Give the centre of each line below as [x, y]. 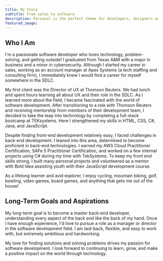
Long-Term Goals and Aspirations [57, 201]
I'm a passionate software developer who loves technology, [65, 54]
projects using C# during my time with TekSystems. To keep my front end [78, 156]
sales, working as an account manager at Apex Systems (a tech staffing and [81, 70]
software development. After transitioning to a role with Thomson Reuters [78, 105]
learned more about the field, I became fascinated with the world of [72, 100]
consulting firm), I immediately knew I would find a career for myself [73, 75]
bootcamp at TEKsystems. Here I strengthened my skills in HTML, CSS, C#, [80, 121]
